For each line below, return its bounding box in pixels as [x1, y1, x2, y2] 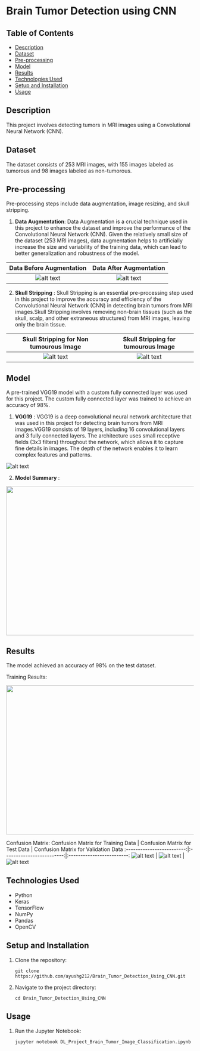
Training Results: [6, 673, 48, 681]
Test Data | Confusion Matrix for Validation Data [6, 846, 123, 853]
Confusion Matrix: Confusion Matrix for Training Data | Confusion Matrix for [6, 840, 192, 847]
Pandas [14, 917, 34, 924]
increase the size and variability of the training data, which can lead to [14, 244, 187, 251]
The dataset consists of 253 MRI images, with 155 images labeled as [6, 161, 174, 168]
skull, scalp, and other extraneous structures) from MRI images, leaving [14, 315, 190, 322]
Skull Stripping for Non [22, 335, 89, 344]
